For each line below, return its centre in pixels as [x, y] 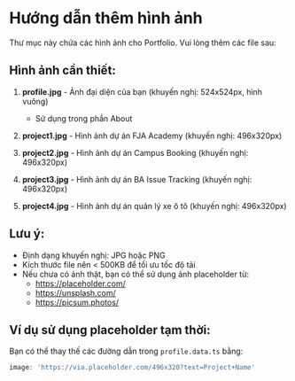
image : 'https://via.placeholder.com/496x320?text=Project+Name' [132, 368]
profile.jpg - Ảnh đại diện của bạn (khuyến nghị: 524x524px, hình [142, 91]
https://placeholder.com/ [81, 284]
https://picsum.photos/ [77, 302]
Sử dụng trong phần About [84, 118]
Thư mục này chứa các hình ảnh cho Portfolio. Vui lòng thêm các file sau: [143, 43]
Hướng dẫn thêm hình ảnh [106, 18]
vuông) [35, 101]
